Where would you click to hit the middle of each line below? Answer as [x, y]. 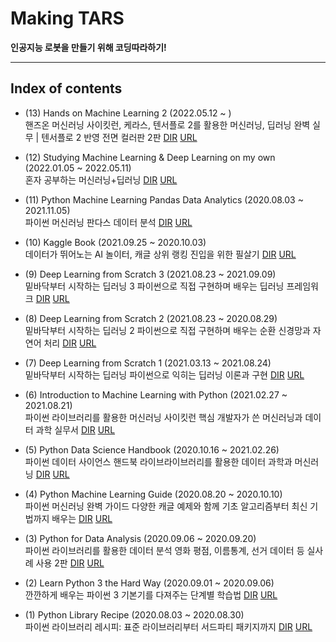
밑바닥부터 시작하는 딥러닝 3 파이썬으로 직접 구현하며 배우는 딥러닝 [154, 286]
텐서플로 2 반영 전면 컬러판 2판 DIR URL [119, 137]
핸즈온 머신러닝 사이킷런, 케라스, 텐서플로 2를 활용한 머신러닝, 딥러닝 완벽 [167, 124]
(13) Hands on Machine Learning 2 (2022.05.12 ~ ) [128, 113]
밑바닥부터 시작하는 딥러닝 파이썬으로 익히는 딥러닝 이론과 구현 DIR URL [164, 374]
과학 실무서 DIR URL [75, 429]
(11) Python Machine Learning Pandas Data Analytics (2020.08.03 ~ [164, 199]
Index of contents [66, 88]
